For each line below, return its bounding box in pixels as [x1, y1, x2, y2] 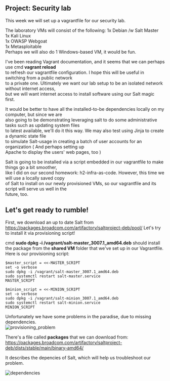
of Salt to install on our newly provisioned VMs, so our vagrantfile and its [5, 180, 157, 186]
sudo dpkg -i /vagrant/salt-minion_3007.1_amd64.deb [5, 295, 119, 301]
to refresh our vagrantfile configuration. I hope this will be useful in [5, 69, 144, 75]
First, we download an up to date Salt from [5, 219, 94, 225]
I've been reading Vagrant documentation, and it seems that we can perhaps [5, 58, 165, 65]
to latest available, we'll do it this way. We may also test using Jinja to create [5, 128, 164, 134]
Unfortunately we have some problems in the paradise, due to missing [5, 313, 152, 319]
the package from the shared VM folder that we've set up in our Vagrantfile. [5, 245, 163, 251]
